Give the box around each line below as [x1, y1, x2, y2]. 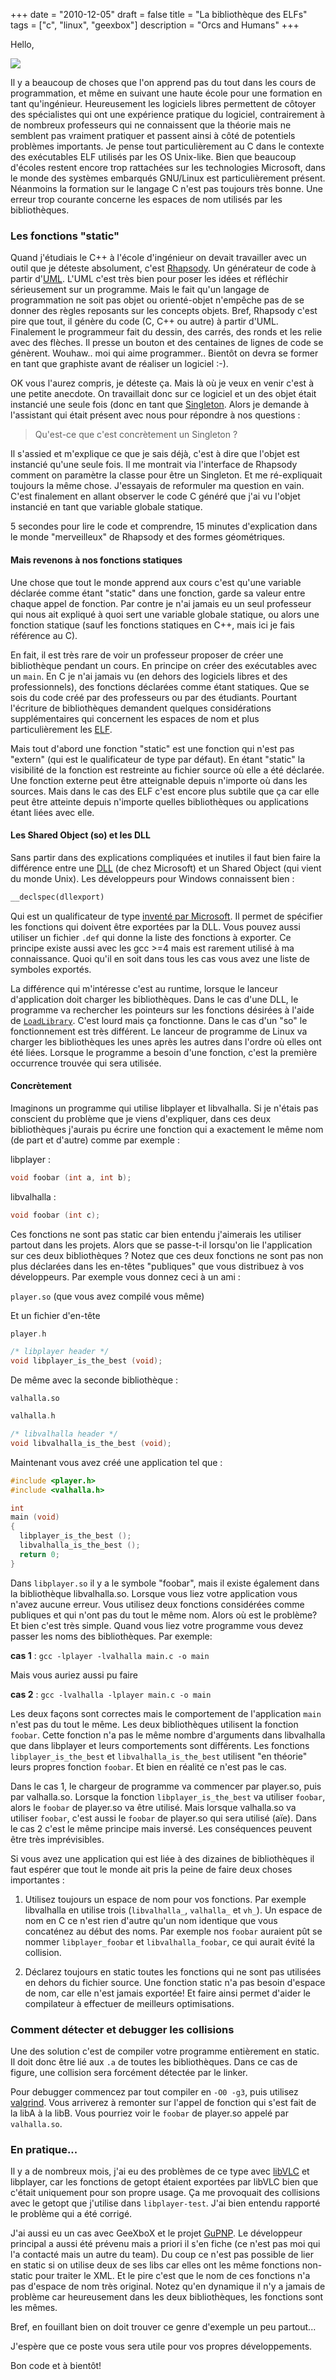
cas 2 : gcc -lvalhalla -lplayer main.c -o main [10, 1688, 212, 1700]
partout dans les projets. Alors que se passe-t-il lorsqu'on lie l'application [10, 1239, 313, 1251]
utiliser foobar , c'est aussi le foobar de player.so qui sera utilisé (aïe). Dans [10, 1812, 317, 1824]
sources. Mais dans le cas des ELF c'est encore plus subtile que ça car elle [10, 785, 320, 797]
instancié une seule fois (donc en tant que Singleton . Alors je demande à [10, 399, 309, 411]
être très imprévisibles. [10, 1833, 105, 1845]
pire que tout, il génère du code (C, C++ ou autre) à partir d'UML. [10, 315, 279, 328]
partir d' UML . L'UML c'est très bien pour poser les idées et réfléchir [10, 273, 289, 285]
